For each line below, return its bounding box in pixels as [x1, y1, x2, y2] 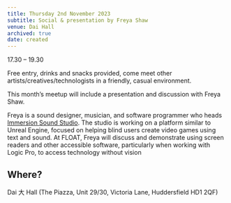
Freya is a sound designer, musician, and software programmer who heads [7, 111, 222, 120]
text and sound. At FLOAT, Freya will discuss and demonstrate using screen [7, 134, 225, 142]
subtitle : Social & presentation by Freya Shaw [7, 17, 149, 24]
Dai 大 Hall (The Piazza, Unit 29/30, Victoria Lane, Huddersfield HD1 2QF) [7, 188, 218, 196]
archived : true [7, 29, 52, 37]
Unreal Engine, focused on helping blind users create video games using [7, 126, 216, 134]
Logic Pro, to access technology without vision [7, 148, 142, 157]
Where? [7, 169, 43, 181]
